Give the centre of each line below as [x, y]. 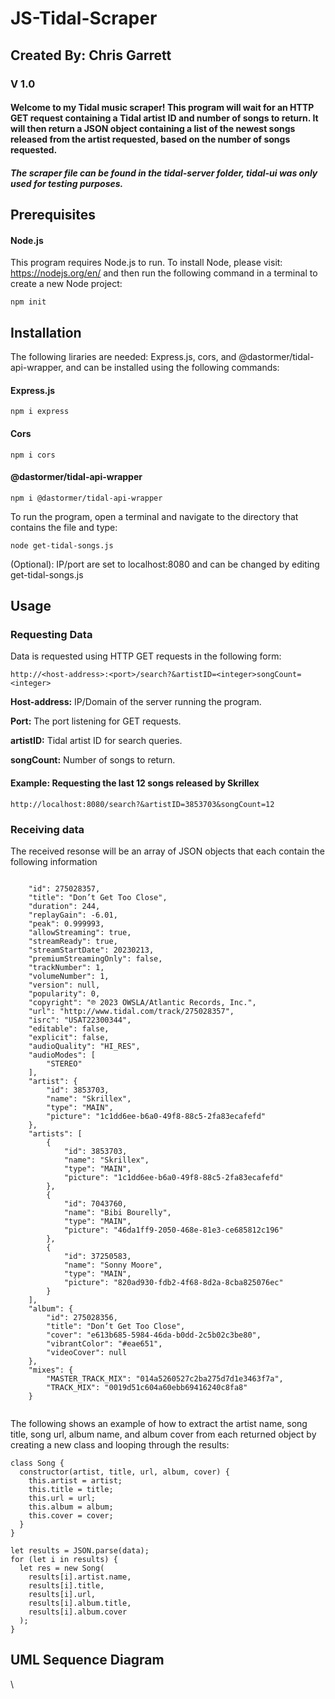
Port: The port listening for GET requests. [96, 721]
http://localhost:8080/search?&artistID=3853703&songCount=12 [142, 804]
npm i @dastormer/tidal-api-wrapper [86, 498]
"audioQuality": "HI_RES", [84, 1046]
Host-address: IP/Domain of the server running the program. [136, 702]
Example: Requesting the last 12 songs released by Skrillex [135, 783]
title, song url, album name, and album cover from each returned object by [163, 1434]
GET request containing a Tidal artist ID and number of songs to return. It [164, 118]
